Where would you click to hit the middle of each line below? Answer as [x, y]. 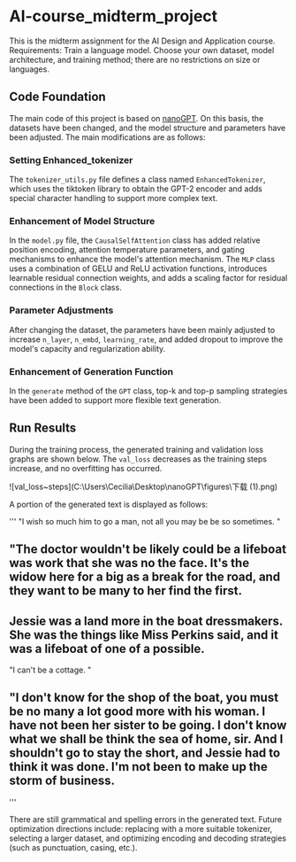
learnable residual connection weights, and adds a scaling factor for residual [148, 278]
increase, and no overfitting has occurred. [86, 468]
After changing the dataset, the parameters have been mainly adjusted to [142, 330]
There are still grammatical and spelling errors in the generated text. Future [146, 819]
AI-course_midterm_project [114, 16]
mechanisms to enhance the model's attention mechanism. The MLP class [142, 260]
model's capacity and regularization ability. [87, 348]
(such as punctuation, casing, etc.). [74, 847]
